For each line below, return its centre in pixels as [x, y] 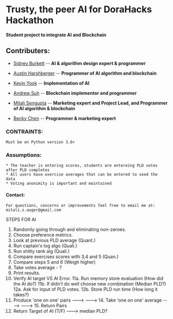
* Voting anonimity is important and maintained [59, 184]
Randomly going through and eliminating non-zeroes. [70, 229]
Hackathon [30, 20]
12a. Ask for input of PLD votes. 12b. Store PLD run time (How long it [85, 289]
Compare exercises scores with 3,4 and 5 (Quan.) [66, 257]
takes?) [21, 295]
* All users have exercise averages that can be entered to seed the [82, 175]
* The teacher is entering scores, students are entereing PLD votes [82, 166]
